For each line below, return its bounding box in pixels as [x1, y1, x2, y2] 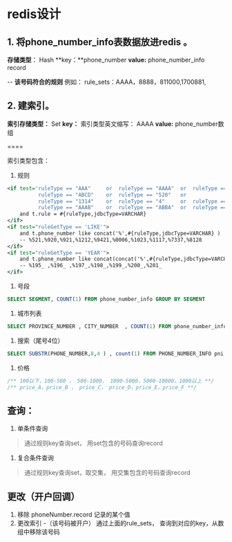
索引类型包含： [7, 156, 50, 165]
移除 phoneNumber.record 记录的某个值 [17, 510, 130, 519]
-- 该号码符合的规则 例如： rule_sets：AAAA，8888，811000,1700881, [7, 78, 206, 86]
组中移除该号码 [17, 527, 60, 536]
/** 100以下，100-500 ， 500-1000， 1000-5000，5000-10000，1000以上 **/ [7, 377, 215, 384]
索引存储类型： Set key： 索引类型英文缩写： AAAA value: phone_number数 [7, 119, 224, 128]
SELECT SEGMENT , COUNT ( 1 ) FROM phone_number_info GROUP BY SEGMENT [7, 296, 206, 303]
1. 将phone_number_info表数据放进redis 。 [7, 36, 193, 48]
